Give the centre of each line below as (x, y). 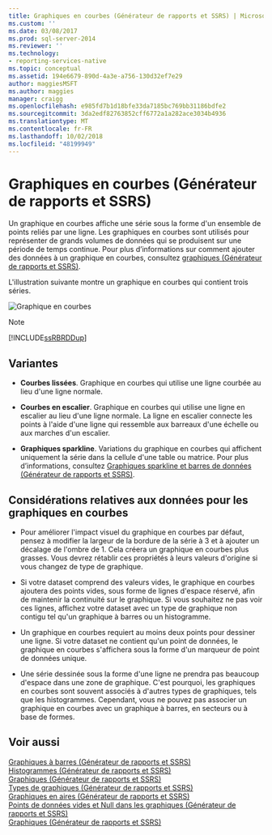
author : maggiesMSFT (43, 83)
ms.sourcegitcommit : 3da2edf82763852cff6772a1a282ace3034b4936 (117, 114)
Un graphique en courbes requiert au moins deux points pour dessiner (138, 633)
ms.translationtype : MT (49, 121)
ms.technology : (34, 53)
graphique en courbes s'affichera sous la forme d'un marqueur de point (140, 650)
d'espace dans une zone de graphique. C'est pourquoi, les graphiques (138, 683)
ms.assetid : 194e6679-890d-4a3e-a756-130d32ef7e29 (96, 76)
